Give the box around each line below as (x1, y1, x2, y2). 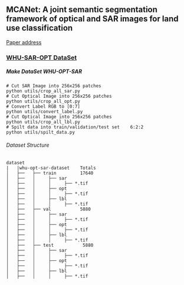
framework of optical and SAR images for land (6, 14, 179, 24)
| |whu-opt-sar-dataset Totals (6, 165, 96, 171)
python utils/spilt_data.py (6, 129, 75, 135)
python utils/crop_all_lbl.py (6, 119, 81, 125)
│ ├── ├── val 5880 (6, 206, 91, 212)
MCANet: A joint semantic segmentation (6, 5, 158, 15)
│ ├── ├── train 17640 (6, 170, 94, 176)
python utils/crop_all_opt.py (6, 98, 81, 104)
